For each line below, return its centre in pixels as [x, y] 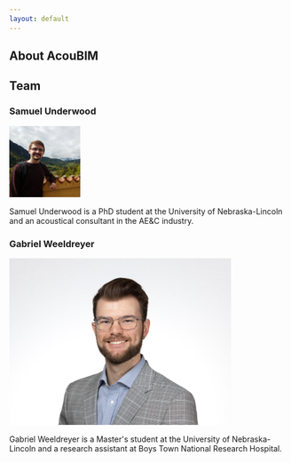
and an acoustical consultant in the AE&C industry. [102, 220]
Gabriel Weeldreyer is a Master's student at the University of [120, 439]
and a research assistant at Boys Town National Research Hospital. [160, 448]
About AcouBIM [54, 56]
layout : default [39, 19]
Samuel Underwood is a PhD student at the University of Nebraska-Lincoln [146, 211]
